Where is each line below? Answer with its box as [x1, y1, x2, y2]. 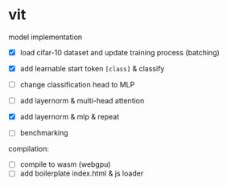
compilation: [8, 144, 50, 154]
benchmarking [19, 128, 68, 138]
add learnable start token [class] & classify [19, 64, 165, 73]
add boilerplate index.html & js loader [19, 168, 144, 178]
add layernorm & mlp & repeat [19, 112, 119, 122]
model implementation [8, 32, 83, 42]
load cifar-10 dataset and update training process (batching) [19, 47, 220, 57]
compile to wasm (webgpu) [19, 160, 111, 169]
